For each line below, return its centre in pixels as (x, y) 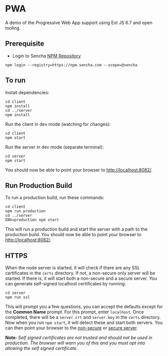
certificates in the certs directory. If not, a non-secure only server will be (80, 273)
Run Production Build (39, 185)
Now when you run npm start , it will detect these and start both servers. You (84, 323)
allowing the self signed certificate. (41, 348)
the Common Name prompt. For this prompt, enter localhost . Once (74, 312)
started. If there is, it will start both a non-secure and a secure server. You (81, 278)
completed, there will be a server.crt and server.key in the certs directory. (83, 317)
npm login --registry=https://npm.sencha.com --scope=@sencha (71, 65)
